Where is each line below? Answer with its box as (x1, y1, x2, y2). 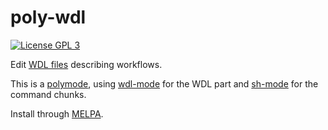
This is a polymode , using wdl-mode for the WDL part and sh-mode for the (10, 77, 319, 90)
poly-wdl (10, 6, 87, 29)
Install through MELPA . (10, 107, 104, 120)
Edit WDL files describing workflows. (10, 58, 163, 70)
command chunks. (10, 88, 87, 100)
